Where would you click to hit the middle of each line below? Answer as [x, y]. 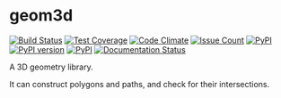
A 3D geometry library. [51, 67]
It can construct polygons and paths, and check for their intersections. [140, 84]
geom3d [41, 16]
